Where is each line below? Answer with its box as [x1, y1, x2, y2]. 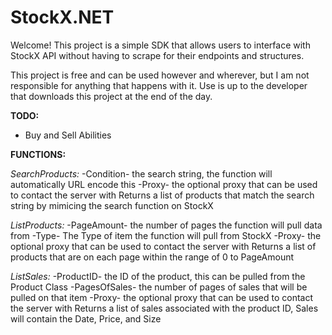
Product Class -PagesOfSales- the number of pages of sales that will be [10, 281, 308, 293]
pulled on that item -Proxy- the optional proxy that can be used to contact [10, 291, 314, 303]
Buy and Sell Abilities [24, 129, 112, 141]
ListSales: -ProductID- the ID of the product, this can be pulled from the [10, 270, 306, 282]
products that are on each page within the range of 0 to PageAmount [10, 251, 295, 263]
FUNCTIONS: [10, 148, 67, 160]
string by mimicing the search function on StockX [10, 199, 214, 211]
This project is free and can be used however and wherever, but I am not [10, 69, 310, 81]
